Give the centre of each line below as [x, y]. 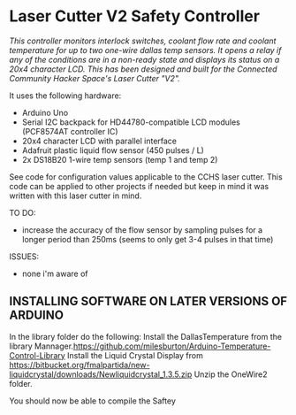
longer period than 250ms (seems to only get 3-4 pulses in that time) [148, 239]
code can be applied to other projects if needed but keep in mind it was [139, 186]
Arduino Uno [45, 112]
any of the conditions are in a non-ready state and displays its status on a [144, 59]
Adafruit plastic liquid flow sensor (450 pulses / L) [113, 150]
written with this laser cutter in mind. [76, 196]
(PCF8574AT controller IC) [70, 131]
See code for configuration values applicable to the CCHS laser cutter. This [146, 177]
